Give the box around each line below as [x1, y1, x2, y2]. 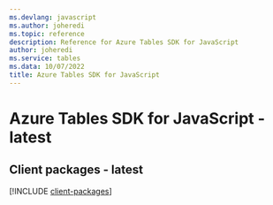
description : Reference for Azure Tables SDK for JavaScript [9, 37, 239, 47]
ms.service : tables [9, 54, 81, 63]
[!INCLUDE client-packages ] [9, 186, 112, 196]
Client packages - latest [9, 163, 144, 178]
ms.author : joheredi [9, 21, 86, 30]
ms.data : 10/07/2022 [9, 63, 86, 72]
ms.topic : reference [9, 29, 86, 38]
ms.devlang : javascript [9, 12, 97, 22]
